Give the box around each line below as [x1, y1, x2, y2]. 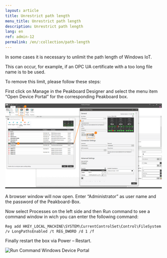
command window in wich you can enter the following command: [5, 214, 139, 220]
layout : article [5, 8, 39, 13]
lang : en [5, 29, 23, 34]
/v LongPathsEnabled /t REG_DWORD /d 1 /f [5, 229, 94, 234]
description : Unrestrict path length [5, 24, 83, 29]
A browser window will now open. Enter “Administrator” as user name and [5, 193, 157, 199]
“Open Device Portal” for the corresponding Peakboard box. [5, 93, 128, 99]
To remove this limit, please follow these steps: [5, 78, 101, 84]
